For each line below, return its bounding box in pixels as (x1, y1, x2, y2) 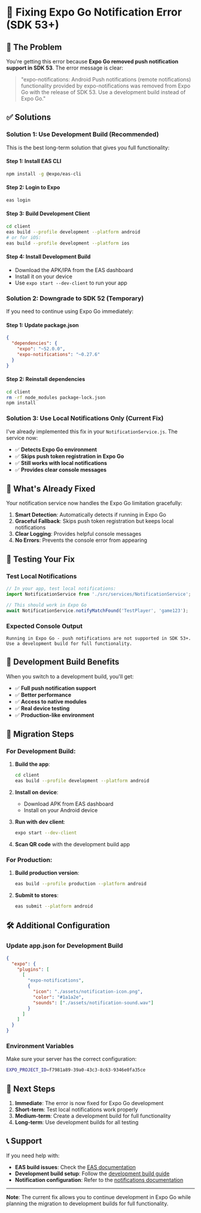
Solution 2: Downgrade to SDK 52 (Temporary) (6, 294, 144, 302)
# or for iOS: (6, 234, 42, 240)
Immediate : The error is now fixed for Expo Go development (14, 1100, 164, 1107)
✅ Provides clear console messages (14, 466, 106, 473)
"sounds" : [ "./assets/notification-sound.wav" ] (32, 1000, 154, 1006)
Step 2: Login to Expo (6, 184, 60, 191)
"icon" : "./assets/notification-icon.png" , (32, 989, 144, 995)
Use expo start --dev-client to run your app (14, 279, 127, 286)
